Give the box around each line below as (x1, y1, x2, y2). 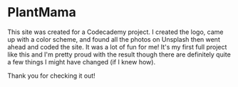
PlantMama (7, 4, 76, 21)
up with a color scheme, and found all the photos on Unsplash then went (7, 35, 221, 43)
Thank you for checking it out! (7, 71, 96, 80)
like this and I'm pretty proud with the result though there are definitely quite (7, 50, 232, 59)
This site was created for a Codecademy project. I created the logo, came (7, 28, 224, 36)
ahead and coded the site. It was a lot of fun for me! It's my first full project (7, 42, 227, 51)
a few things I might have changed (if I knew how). (7, 57, 155, 66)
